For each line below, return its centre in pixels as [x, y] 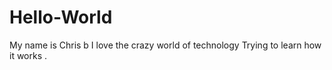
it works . [28, 55]
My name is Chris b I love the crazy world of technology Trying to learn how [165, 45]
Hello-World [61, 17]
